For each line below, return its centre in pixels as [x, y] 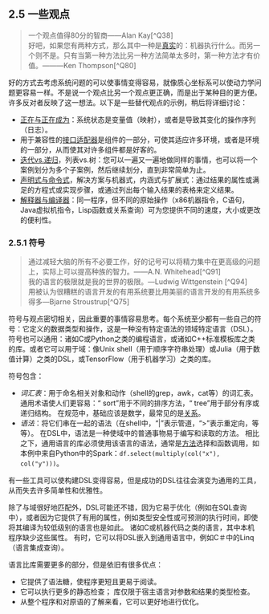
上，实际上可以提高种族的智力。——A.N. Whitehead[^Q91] [124, 272]
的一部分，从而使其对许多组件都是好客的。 [90, 149]
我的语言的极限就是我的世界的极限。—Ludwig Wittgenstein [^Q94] [137, 282]
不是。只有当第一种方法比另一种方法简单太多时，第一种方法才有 [148, 55]
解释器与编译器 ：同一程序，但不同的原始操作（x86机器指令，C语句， [134, 200]
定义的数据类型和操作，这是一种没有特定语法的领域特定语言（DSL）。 [143, 329]
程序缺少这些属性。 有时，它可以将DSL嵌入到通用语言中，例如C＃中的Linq [131, 538]
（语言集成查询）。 [38, 547]
